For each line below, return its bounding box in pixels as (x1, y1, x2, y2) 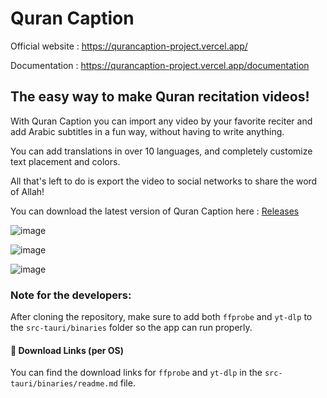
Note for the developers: (10, 288, 132, 302)
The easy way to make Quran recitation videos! (10, 88, 310, 106)
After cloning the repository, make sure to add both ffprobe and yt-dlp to (10, 311, 313, 323)
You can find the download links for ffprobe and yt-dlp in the (10, 367, 263, 379)
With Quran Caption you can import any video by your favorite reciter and (10, 115, 313, 127)
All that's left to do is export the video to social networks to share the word (10, 175, 318, 187)
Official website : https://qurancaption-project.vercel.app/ (10, 40, 248, 52)
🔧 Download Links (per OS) (10, 344, 125, 356)
